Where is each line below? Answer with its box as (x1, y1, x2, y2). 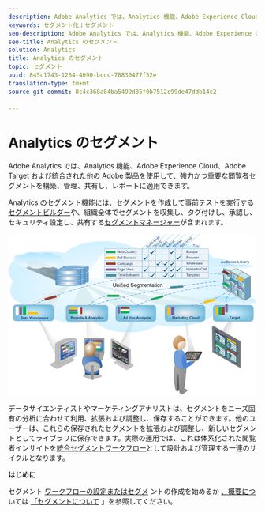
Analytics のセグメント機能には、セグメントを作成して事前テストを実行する (8, 198, 255, 207)
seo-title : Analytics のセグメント (8, 38, 118, 46)
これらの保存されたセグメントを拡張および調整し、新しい (42, 423, 230, 432)
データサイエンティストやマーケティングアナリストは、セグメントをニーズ (8, 403, 248, 413)
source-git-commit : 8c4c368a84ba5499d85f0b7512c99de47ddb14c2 (8, 88, 217, 96)
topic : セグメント (8, 63, 63, 71)
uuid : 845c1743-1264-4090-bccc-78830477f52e (8, 71, 157, 79)
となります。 (28, 453, 69, 462)
